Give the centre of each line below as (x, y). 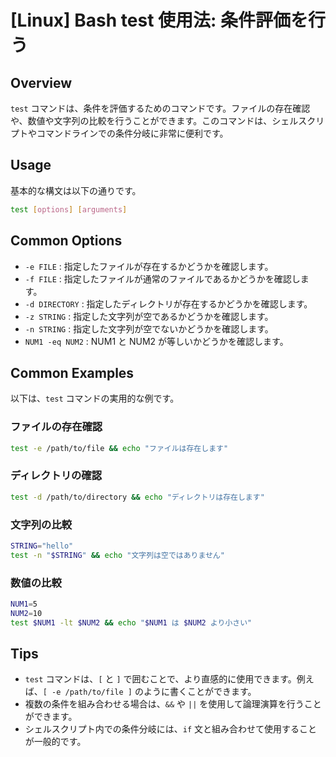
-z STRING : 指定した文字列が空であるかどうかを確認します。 (149, 316)
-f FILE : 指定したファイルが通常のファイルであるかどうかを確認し (162, 278)
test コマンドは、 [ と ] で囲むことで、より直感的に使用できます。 (160, 679)
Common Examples (72, 372)
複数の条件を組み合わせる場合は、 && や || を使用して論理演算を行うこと (173, 704)
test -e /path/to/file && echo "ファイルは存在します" (119, 448)
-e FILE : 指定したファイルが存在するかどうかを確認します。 (149, 266)
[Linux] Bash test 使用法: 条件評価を (159, 20)
